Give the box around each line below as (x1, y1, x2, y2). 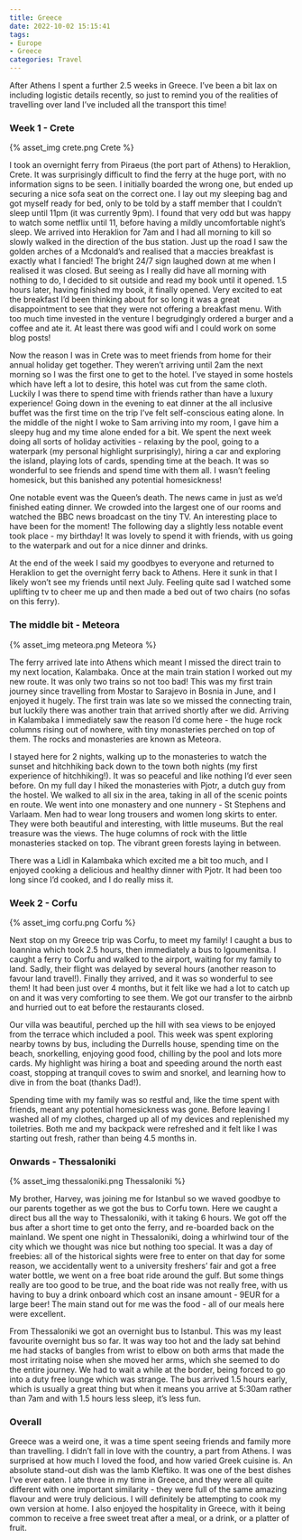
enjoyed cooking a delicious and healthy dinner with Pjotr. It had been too (9, 864, 282, 875)
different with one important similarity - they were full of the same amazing (9, 1484, 288, 1495)
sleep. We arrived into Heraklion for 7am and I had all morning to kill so (9, 227, 272, 238)
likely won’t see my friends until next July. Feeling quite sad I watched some (9, 577, 291, 588)
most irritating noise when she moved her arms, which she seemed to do (9, 1355, 280, 1366)
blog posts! (9, 332, 51, 343)
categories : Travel (9, 55, 83, 64)
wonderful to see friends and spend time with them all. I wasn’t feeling (9, 465, 270, 476)
